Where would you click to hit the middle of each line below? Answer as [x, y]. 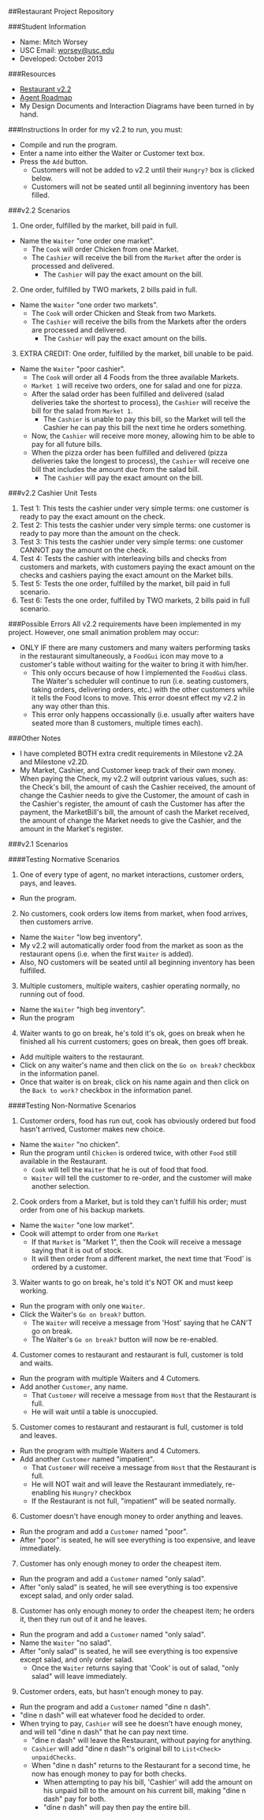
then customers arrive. [56, 922]
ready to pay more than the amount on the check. [100, 533]
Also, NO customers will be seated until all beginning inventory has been [137, 962]
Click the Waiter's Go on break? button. [83, 1314]
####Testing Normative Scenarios [64, 859]
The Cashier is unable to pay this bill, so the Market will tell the [144, 419]
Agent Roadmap [46, 97]
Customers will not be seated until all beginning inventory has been [140, 187]
